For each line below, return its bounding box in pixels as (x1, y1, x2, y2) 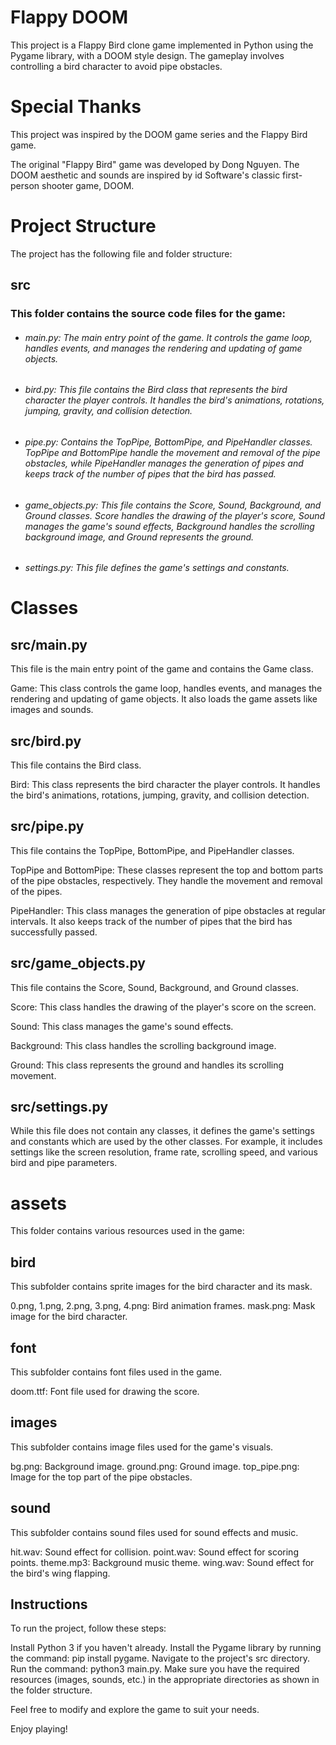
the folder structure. (10, 1684, 93, 1696)
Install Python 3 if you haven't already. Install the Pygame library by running (10, 1642, 322, 1654)
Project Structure (10, 215, 157, 238)
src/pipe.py (10, 818, 85, 835)
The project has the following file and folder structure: (10, 247, 233, 260)
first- (282, 169, 303, 181)
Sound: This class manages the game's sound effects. (10, 1020, 234, 1032)
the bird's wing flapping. (10, 1567, 111, 1579)
